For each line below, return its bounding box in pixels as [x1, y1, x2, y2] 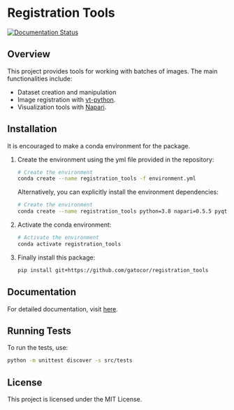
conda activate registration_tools [17, 240, 122, 248]
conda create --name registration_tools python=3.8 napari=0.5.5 [17, 208, 212, 215]
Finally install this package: [17, 253, 96, 262]
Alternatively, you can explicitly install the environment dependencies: [17, 188, 219, 197]
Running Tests [7, 325, 71, 337]
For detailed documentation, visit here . [7, 304, 119, 313]
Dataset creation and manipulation [17, 87, 117, 96]
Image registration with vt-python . [17, 95, 116, 104]
